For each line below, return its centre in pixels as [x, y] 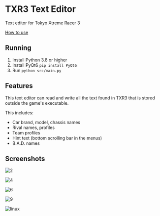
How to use [17, 32]
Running [18, 48]
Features [19, 86]
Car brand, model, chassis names [46, 122]
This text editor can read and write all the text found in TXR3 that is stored [80, 98]
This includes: [19, 113]
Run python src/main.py [37, 70]
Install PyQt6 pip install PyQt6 [45, 65]
